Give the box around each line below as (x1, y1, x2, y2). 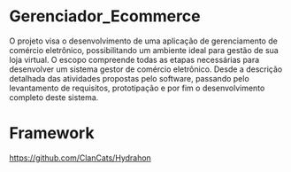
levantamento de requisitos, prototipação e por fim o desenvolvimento (9, 82, 265, 93)
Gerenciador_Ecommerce (9, 6, 201, 27)
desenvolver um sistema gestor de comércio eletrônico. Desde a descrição (9, 64, 283, 74)
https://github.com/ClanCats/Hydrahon (9, 152, 152, 163)
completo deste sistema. (9, 91, 99, 103)
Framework (9, 123, 95, 144)
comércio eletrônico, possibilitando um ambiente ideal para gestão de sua (9, 44, 279, 55)
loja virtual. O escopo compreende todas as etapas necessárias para (9, 54, 260, 65)
